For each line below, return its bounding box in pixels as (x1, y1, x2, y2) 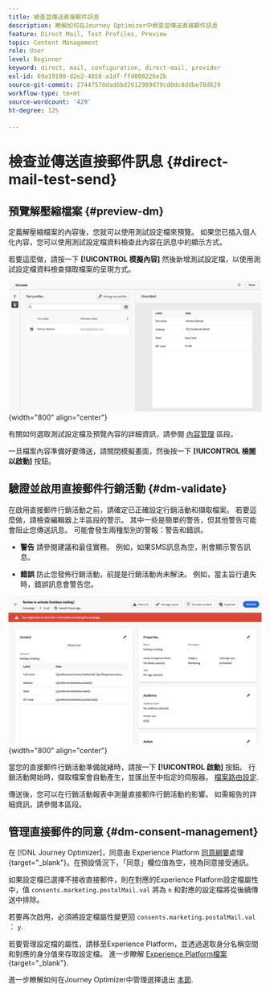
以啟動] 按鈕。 (8, 457, 56, 465)
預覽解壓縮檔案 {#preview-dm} (8, 204, 165, 218)
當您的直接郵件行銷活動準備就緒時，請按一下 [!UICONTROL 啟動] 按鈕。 (8, 762, 247, 772)
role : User (8, 47, 45, 55)
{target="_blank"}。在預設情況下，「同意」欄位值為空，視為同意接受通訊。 (8, 858, 253, 867)
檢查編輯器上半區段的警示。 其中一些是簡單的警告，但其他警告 (35, 514, 243, 524)
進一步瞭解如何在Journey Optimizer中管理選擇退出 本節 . (8, 975, 194, 985)
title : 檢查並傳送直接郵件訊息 (8, 13, 100, 21)
